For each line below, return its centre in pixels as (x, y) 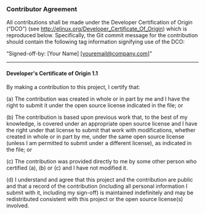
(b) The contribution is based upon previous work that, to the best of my (97, 117)
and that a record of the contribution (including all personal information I (97, 186)
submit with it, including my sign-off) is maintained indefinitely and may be (100, 192)
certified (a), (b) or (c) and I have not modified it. (67, 168)
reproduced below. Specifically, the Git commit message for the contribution (102, 35)
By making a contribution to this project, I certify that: (73, 87)
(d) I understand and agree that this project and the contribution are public (100, 179)
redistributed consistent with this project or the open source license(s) (95, 199)
